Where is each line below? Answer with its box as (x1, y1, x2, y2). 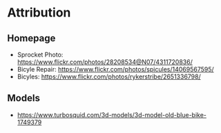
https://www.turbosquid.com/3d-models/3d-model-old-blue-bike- (17, 110, 207, 119)
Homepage (7, 32, 56, 44)
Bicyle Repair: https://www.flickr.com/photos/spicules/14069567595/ (17, 65, 214, 73)
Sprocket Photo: (17, 50, 64, 59)
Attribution (7, 5, 71, 21)
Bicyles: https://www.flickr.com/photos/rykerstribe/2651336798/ (17, 72, 202, 81)
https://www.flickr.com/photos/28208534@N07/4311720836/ (17, 58, 193, 66)
